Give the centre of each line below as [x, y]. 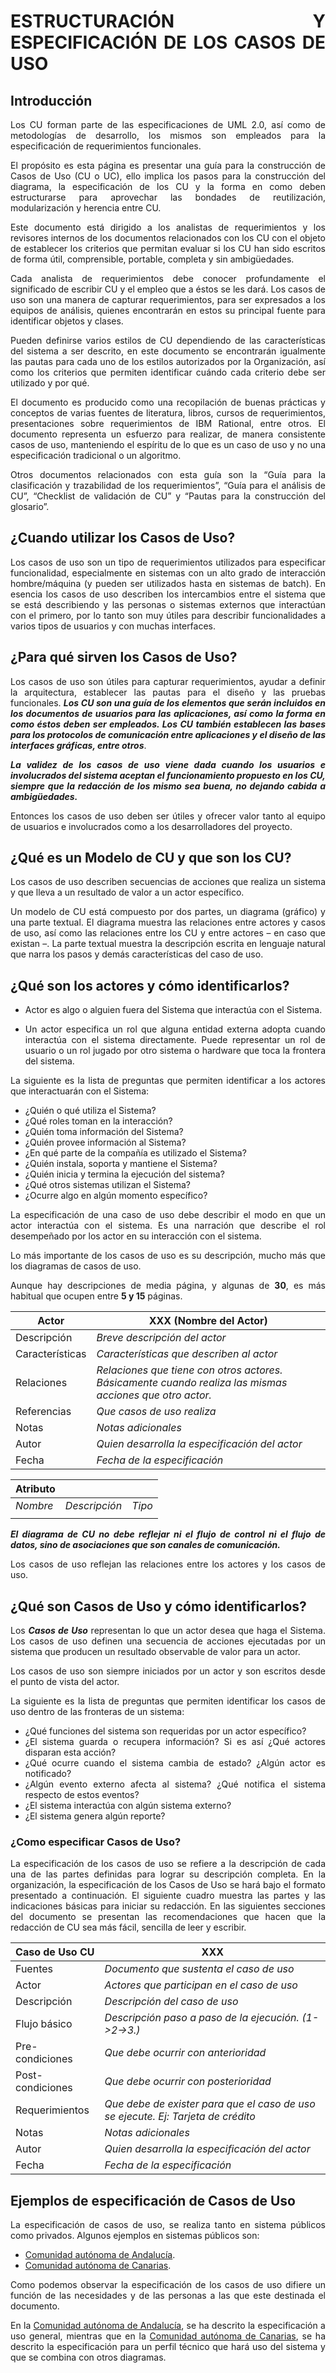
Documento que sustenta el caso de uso [199, 1969]
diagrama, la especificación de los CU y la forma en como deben [168, 186]
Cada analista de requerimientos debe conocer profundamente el [168, 278]
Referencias [43, 1412]
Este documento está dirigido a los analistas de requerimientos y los [168, 227]
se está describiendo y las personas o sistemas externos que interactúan [168, 604]
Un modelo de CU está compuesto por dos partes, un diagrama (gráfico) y [168, 912]
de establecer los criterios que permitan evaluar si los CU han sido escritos [168, 248]
